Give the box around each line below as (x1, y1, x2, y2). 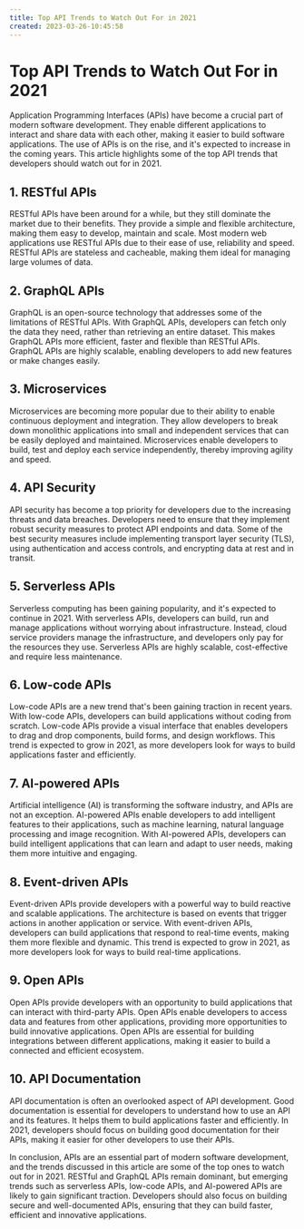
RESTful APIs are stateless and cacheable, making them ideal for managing (9, 247, 290, 258)
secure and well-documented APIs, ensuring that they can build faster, (9, 1199, 274, 1211)
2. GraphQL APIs (9, 283, 105, 298)
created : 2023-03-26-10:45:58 (9, 22, 124, 31)
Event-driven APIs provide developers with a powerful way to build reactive (9, 898, 291, 909)
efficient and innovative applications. (9, 1209, 147, 1220)
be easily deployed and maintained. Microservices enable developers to (9, 434, 279, 445)
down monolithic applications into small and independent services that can (9, 424, 289, 435)
